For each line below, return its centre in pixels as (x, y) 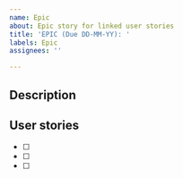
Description (43, 95)
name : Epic (30, 17)
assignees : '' (36, 51)
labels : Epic (34, 42)
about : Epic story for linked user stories (92, 26)
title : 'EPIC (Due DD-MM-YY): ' (70, 34)
